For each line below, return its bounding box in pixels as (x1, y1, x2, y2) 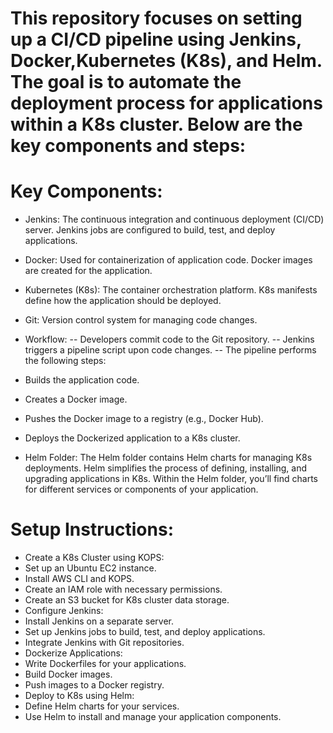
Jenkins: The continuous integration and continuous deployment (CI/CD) (24, 213, 325, 226)
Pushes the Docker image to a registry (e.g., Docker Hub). (24, 413, 264, 425)
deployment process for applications (10, 92, 323, 115)
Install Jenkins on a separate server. (24, 615, 174, 627)
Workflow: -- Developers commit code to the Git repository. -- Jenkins (24, 333, 315, 346)
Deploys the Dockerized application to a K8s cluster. (24, 432, 241, 444)
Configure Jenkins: (24, 605, 104, 617)
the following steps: (24, 355, 107, 367)
